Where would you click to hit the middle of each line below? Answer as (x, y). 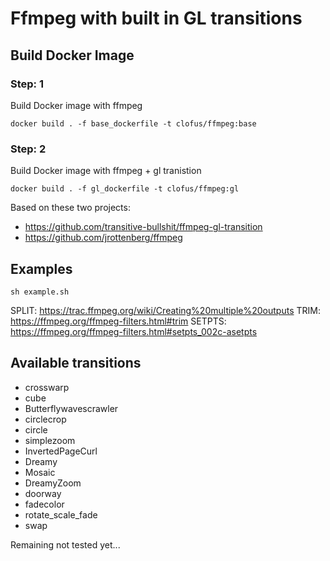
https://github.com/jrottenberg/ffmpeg (103, 238)
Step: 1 (27, 84)
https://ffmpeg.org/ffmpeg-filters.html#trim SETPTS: (118, 321)
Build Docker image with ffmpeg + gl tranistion (106, 171)
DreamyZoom (53, 483)
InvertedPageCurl (61, 451)
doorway (43, 493)
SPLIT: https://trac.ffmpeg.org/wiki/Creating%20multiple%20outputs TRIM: (165, 310)
